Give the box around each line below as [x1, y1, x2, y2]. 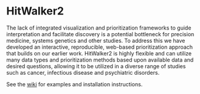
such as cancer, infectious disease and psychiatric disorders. [6, 69, 160, 76]
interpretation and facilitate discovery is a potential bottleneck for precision [6, 30, 195, 37]
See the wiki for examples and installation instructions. [6, 80, 143, 88]
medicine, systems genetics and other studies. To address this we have [6, 37, 185, 44]
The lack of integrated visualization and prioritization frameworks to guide [6, 24, 191, 31]
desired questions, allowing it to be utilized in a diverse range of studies [6, 62, 186, 70]
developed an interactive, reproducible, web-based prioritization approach [6, 43, 193, 51]
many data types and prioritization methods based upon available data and [6, 56, 194, 63]
